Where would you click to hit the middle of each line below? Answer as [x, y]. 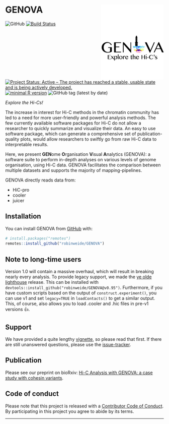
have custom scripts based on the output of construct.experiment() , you [81, 293]
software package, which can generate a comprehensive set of [71, 134]
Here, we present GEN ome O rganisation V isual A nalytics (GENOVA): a [78, 154]
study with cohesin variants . [34, 378]
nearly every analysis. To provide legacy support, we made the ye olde [78, 277]
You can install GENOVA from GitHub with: [49, 228]
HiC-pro [21, 190]
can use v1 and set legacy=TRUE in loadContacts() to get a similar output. [80, 298]
